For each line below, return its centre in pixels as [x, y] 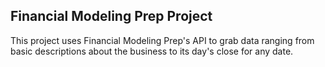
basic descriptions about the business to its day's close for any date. [152, 51]
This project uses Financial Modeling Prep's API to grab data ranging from [162, 40]
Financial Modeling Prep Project [111, 16]
